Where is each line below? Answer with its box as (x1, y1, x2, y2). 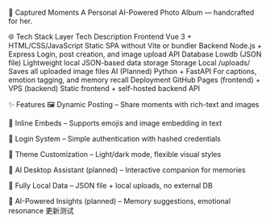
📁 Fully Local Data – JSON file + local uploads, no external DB (8, 181, 214, 190)
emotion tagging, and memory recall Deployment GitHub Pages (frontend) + (8, 75, 260, 85)
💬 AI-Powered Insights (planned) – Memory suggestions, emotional (8, 196, 231, 205)
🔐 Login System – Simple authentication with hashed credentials (8, 134, 222, 143)
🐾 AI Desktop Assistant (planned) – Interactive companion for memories (8, 165, 246, 175)
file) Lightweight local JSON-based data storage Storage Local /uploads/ (8, 58, 251, 68)
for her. (8, 16, 33, 26)
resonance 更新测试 (8, 206, 74, 215)
